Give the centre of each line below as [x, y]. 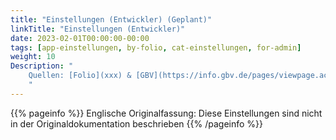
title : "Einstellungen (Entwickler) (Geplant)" [111, 19]
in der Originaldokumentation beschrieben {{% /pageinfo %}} [136, 123]
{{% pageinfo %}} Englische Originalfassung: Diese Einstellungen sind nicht [166, 113]
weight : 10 [33, 57]
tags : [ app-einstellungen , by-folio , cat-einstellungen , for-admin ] [156, 47]
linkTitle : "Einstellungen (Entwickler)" [98, 29]
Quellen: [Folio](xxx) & [80, 76]
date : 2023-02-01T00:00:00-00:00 [80, 38]
